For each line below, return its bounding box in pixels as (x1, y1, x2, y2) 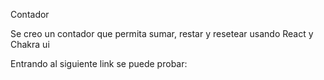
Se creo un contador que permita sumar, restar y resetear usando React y (10, 28, 314, 39)
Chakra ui (10, 39, 50, 50)
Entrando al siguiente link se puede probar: (10, 58, 188, 69)
